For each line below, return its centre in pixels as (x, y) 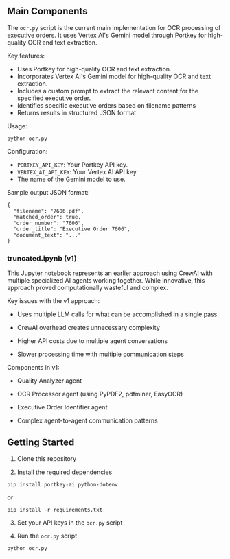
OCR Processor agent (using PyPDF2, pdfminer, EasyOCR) (100, 394)
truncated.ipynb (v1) (42, 258)
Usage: (17, 126)
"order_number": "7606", (49, 223)
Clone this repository (47, 458)
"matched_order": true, (47, 217)
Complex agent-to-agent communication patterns (87, 420)
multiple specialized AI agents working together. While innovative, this (106, 281)
